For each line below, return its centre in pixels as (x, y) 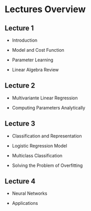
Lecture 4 (20, 181)
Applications (25, 203)
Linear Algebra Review (35, 70)
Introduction (25, 40)
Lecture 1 (19, 28)
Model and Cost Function (38, 50)
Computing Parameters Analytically (49, 108)
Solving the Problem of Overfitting (47, 165)
